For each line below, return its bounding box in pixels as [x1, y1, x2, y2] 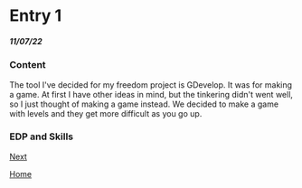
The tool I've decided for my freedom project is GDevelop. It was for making [9, 79, 292, 90]
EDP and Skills [9, 130, 74, 143]
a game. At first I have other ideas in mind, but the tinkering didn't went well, [9, 89, 294, 99]
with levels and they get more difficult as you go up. [9, 108, 203, 118]
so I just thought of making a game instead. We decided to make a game [9, 99, 278, 109]
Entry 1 [9, 5, 62, 26]
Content [9, 59, 47, 71]
